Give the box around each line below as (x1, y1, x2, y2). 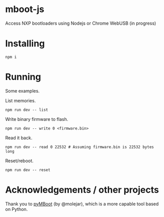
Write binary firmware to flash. (5, 116, 68, 122)
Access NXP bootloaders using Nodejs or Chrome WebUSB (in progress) (5, 20, 156, 26)
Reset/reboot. (5, 158, 34, 164)
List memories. (5, 97, 36, 104)
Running (5, 71, 41, 83)
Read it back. (5, 134, 33, 140)
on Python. (5, 206, 28, 212)
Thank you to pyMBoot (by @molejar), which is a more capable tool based (5, 200, 159, 207)
